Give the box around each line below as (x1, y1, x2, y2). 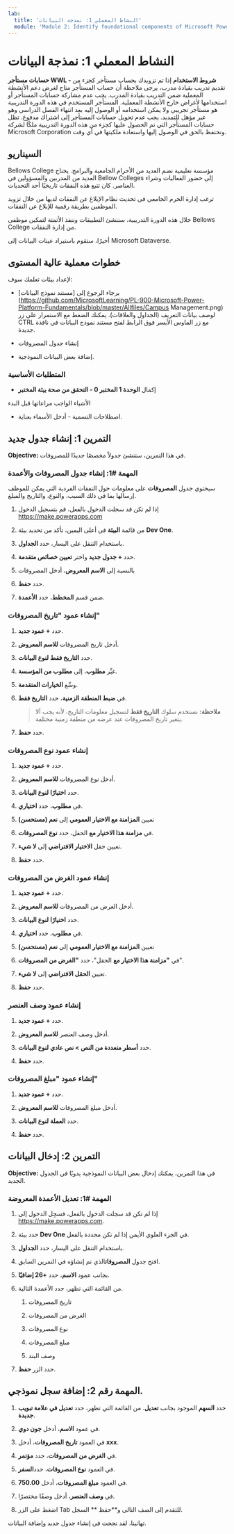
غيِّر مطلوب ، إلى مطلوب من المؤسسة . (17, 667, 117, 675)
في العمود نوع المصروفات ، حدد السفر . (17, 1464, 115, 1473)
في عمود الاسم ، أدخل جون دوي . (17, 1424, 101, 1432)
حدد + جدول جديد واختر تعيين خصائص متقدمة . (17, 553, 136, 561)
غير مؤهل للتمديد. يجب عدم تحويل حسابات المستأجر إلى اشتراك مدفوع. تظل (8, 113, 206, 122)
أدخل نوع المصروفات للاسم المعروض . (17, 775, 115, 783)
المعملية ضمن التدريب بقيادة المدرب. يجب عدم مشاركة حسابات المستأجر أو (8, 91, 203, 99)
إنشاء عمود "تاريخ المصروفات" (8, 611, 100, 620)
